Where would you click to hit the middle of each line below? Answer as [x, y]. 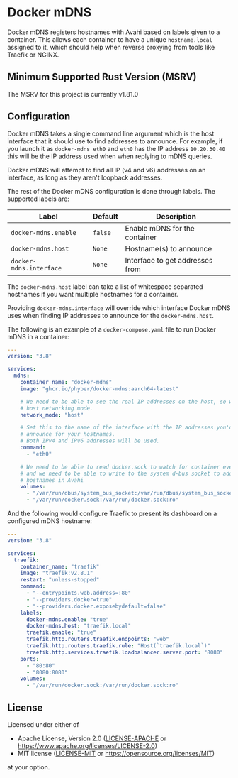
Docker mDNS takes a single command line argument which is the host [111, 133]
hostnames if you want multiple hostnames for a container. [93, 294]
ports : [30, 659]
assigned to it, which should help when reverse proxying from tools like [111, 47]
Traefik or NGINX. [33, 55]
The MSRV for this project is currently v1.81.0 [73, 94]
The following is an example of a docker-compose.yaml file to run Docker [112, 329]
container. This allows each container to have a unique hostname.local [110, 39]
